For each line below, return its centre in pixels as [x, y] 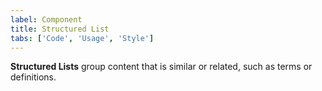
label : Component [46, 19]
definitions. [33, 77]
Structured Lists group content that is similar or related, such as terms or [161, 67]
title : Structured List [60, 29]
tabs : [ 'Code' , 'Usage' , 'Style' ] [82, 38]
